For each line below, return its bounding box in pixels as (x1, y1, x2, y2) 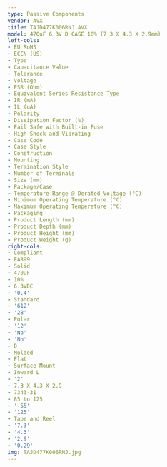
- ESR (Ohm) (7, 84, 43, 91)
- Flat (7, 356, 27, 363)
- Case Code (7, 136, 43, 144)
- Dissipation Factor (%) (7, 116, 84, 124)
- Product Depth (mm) (7, 223, 72, 230)
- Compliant (7, 249, 43, 257)
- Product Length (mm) (7, 216, 75, 224)
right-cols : (7, 243, 43, 250)
